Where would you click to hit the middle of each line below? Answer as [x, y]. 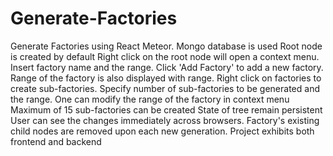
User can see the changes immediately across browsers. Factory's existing [165, 120]
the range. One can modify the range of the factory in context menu [150, 99]
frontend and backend [56, 141]
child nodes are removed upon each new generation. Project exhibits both [162, 131]
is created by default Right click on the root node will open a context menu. [165, 56]
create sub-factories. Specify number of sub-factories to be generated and [165, 88]
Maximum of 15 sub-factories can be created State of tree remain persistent [166, 109]
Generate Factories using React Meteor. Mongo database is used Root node [166, 46]
